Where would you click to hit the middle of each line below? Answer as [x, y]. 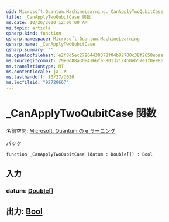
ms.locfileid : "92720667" [37, 83]
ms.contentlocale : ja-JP [36, 72]
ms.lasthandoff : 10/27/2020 [40, 77]
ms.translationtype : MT [35, 66]
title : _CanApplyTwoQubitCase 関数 [49, 17]
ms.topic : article [28, 28]
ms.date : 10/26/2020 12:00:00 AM [47, 22]
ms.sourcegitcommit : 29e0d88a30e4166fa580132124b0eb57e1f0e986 [85, 60]
